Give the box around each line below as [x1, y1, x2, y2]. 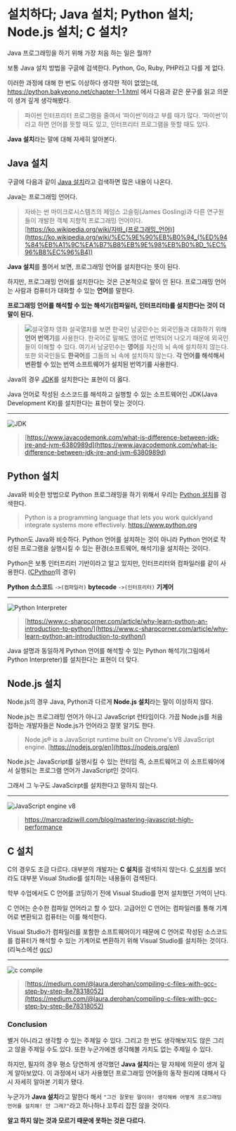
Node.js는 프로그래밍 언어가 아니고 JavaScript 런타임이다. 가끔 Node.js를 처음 [7, 712, 223, 721]
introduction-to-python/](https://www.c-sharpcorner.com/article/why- [24, 624, 228, 633]
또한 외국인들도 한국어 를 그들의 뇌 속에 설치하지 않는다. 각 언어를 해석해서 [24, 351, 225, 360]
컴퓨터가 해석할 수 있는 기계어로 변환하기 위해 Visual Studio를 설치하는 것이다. [14, 937, 229, 945]
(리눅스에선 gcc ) [7, 945, 53, 954]
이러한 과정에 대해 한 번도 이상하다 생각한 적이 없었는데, [7, 78, 159, 87]
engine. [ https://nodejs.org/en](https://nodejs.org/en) [24, 743, 180, 752]
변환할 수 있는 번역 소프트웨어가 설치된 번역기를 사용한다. [24, 360, 179, 368]
